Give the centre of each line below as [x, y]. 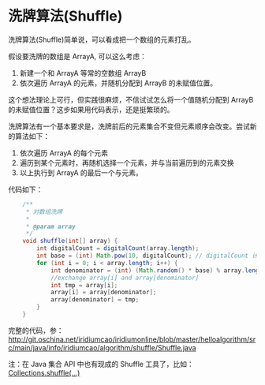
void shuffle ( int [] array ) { [70, 241]
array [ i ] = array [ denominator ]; [103, 293]
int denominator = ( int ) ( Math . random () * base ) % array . [147, 270]
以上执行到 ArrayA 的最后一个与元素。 [81, 172]
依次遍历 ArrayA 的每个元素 [64, 153]
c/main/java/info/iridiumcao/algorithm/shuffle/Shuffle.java [102, 347]
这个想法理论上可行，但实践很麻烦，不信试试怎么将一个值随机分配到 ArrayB [131, 99]
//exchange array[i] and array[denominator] [125, 278]
